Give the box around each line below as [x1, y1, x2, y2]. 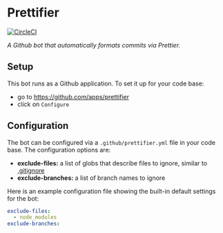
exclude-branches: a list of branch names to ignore [17, 174, 166, 182]
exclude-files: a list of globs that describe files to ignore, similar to [17, 159, 208, 167]
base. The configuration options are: [7, 145, 111, 154]
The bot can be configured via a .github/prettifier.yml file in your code [7, 138, 216, 146]
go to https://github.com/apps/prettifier [17, 92, 130, 101]
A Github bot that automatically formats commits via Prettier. [7, 41, 181, 49]
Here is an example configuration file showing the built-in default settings [7, 187, 216, 195]
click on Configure [17, 100, 70, 108]
